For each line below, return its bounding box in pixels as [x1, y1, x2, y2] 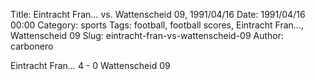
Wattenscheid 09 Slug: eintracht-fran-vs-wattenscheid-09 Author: [10, 30, 285, 41]
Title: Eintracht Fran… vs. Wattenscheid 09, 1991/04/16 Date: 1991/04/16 [10, 9, 306, 20]
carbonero [10, 40, 54, 52]
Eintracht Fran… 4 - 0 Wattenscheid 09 [10, 60, 171, 71]
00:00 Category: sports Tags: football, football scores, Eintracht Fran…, [10, 19, 304, 31]
